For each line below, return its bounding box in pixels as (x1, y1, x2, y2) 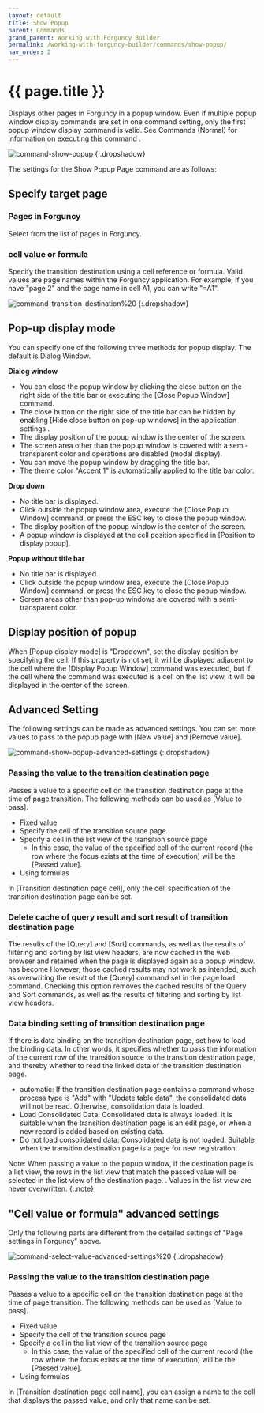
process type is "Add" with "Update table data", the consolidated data (19, 1093, 247, 1103)
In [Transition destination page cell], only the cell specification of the (8, 883, 231, 893)
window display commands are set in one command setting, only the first (8, 116, 246, 127)
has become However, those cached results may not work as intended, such (8, 964, 257, 973)
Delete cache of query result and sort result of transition (8, 911, 229, 922)
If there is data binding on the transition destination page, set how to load (8, 1036, 246, 1045)
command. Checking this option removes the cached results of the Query (8, 981, 247, 991)
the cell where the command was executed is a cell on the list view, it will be (8, 671, 255, 681)
